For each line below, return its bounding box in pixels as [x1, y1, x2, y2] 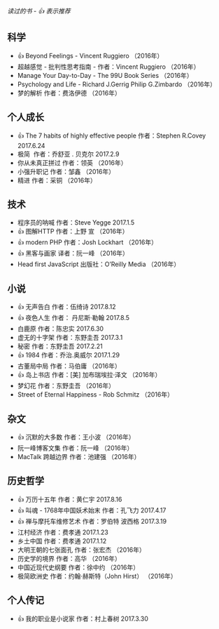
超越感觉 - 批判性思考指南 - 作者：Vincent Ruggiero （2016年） [17, 62, 200, 71]
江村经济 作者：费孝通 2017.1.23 [17, 528, 108, 536]
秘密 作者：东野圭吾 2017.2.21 [17, 342, 103, 350]
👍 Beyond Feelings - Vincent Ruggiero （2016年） [17, 51, 164, 60]
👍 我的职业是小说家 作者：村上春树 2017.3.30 [17, 614, 148, 623]
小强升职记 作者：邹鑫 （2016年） [17, 167, 115, 176]
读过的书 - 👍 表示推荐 [7, 7, 71, 15]
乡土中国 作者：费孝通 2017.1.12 [17, 536, 107, 545]
